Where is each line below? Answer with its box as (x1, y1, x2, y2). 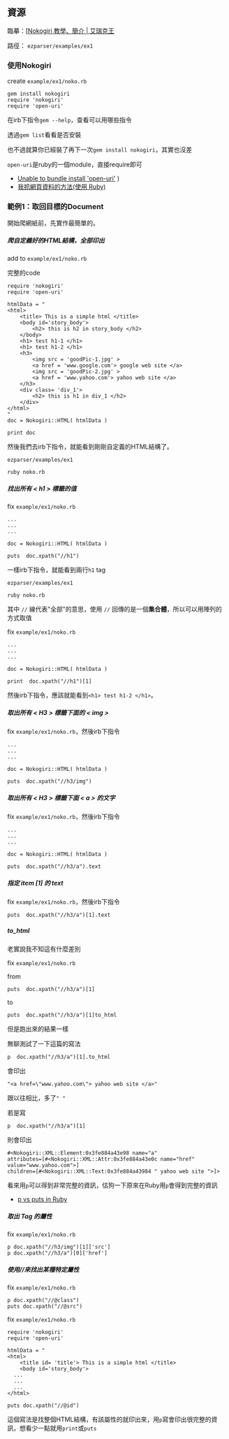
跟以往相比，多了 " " (7, 1094, 66, 1102)
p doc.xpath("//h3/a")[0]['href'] (7, 1250, 108, 1257)
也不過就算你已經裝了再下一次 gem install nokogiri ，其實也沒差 (7, 145, 193, 154)
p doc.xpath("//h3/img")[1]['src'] (7, 1243, 111, 1251)
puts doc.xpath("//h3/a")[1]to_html (7, 1012, 117, 1019)
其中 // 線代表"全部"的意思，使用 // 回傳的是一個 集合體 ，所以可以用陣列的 (7, 605, 222, 614)
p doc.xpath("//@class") (7, 1297, 80, 1304)
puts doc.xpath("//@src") (7, 1303, 82, 1310)
